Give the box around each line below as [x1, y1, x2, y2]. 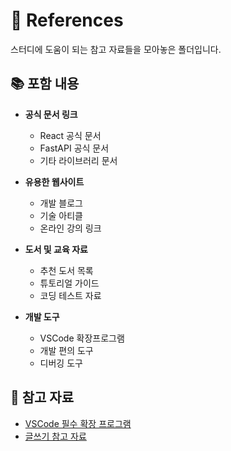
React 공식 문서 [39, 129, 102, 141]
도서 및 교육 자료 [24, 243, 88, 255]
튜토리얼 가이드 [39, 277, 100, 289]
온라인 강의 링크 [39, 222, 102, 234]
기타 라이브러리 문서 [39, 154, 118, 166]
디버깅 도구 [39, 357, 83, 369]
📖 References [10, 9, 124, 32]
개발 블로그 [39, 197, 83, 209]
